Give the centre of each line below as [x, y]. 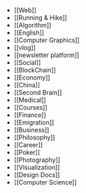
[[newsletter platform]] [46, 55]
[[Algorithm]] [33, 25]
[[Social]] [27, 62]
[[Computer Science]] [45, 182]
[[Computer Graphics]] [46, 40]
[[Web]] [25, 10]
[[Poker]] [27, 152]
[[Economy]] [32, 77]
